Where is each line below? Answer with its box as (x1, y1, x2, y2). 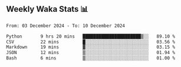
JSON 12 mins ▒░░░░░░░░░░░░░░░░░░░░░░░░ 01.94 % (6, 50, 176, 56)
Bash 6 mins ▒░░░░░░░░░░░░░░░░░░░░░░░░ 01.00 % (6, 55, 176, 61)
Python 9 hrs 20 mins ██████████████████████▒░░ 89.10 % (6, 33, 176, 39)
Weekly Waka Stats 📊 (6, 4, 88, 14)
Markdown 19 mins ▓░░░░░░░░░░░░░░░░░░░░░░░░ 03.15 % (6, 44, 176, 51)
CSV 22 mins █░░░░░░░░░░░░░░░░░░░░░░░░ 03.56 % (6, 39, 176, 45)
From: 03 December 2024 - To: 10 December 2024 (6, 22, 126, 29)
